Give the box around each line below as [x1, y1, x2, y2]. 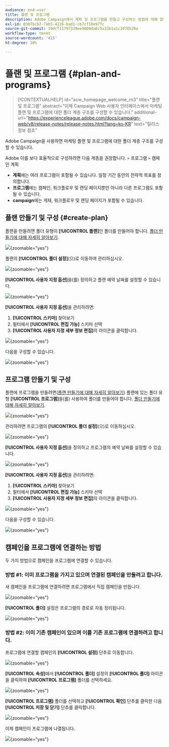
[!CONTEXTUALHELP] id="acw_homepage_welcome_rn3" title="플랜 [17, 97, 160, 103]
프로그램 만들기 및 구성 [5, 375, 71, 384]
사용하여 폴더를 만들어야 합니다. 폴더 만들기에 [71, 396, 160, 402]
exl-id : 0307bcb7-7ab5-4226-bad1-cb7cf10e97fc [5, 21, 105, 27]
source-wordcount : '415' [5, 36, 57, 41]
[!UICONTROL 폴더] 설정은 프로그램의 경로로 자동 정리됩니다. [5, 605, 126, 611]
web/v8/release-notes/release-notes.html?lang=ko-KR [17, 121, 131, 127]
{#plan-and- [68, 68, 121, 79]
